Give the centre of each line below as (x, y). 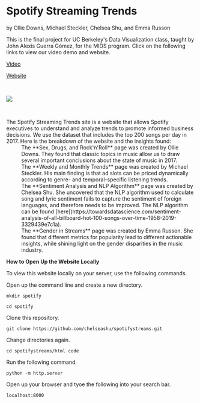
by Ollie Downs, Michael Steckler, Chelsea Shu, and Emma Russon (88, 28)
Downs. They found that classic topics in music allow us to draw (101, 154)
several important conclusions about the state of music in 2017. (99, 160)
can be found (38, 211)
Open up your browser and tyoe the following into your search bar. (89, 384)
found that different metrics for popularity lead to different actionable (107, 237)
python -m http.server (35, 373)
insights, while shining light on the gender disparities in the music (102, 243)
